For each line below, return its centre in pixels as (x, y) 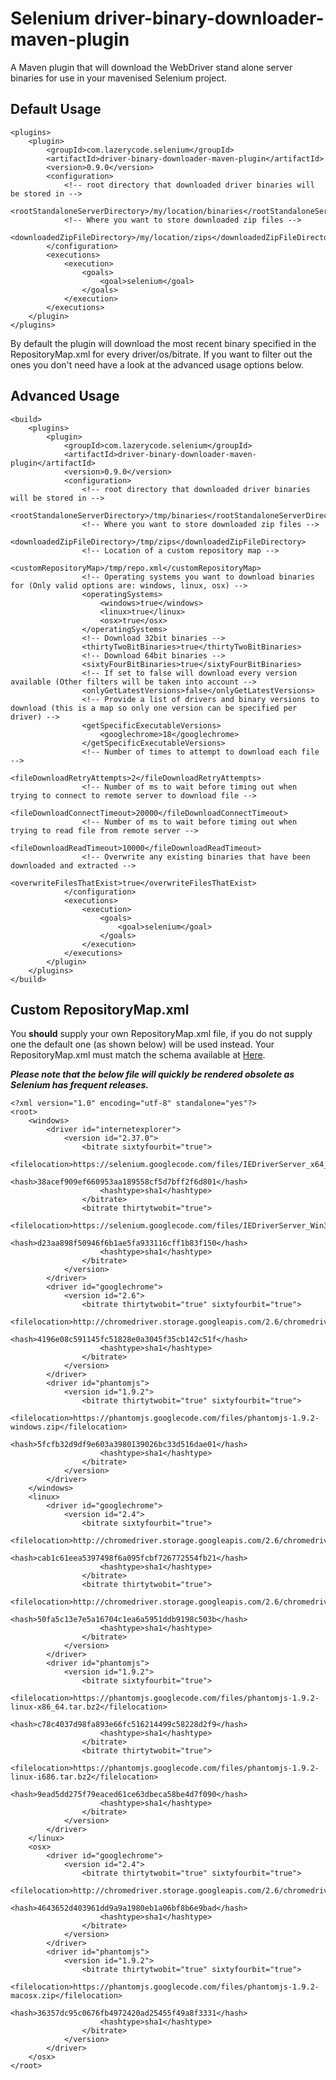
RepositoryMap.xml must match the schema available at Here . (138, 1055)
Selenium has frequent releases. (79, 1085)
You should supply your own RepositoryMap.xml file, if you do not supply (161, 1034)
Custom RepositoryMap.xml (100, 1009)
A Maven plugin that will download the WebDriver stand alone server (151, 67)
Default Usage (56, 109)
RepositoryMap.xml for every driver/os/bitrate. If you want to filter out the (161, 354)
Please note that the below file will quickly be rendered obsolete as (152, 1074)
